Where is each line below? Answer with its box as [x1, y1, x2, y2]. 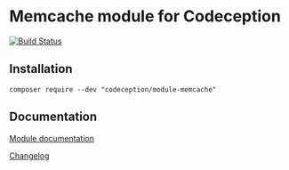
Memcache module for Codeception [9, 6, 282, 27]
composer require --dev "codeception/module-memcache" [9, 85, 217, 94]
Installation [9, 61, 73, 77]
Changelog [9, 150, 50, 161]
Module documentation [9, 133, 95, 143]
